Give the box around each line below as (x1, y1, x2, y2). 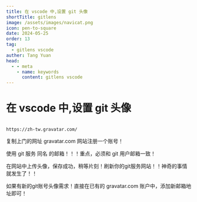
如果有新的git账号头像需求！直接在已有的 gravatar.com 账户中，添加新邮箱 (6, 183, 186, 190)
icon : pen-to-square (6, 25, 57, 31)
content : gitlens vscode (21, 74, 83, 80)
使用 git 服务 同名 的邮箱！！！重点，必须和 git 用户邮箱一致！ (6, 150, 156, 157)
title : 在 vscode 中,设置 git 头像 (6, 8, 88, 15)
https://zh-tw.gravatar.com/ (6, 127, 78, 133)
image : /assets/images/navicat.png (6, 19, 94, 25)
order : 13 (6, 36, 31, 42)
